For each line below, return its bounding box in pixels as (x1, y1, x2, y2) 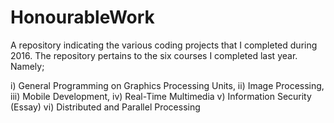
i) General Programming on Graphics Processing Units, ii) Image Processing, (10, 79, 325, 91)
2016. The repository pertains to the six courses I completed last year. (10, 49, 298, 61)
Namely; (10, 60, 45, 72)
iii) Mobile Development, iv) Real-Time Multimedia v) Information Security (10, 90, 312, 102)
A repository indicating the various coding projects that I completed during (10, 39, 318, 51)
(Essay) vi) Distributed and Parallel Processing (10, 101, 201, 113)
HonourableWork (10, 6, 155, 29)
